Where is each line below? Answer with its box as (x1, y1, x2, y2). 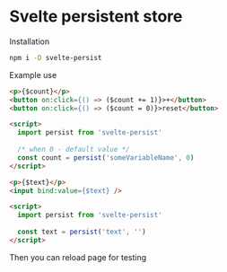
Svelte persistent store (9, 6, 183, 27)
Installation (9, 36, 50, 47)
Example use (9, 69, 57, 80)
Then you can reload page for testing (9, 251, 147, 262)
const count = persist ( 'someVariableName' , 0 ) (17, 153, 195, 162)
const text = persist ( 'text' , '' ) (17, 227, 146, 237)
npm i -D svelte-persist (9, 53, 102, 62)
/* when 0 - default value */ (17, 145, 130, 154)
